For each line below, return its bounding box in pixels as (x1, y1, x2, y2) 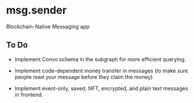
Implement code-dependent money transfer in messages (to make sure (14, 67, 189, 74)
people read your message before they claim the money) (14, 73, 153, 80)
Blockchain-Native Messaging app (6, 23, 90, 30)
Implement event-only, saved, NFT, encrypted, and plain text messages (14, 85, 189, 92)
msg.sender (6, 4, 67, 17)
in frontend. (14, 91, 43, 98)
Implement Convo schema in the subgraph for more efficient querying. (14, 55, 186, 62)
